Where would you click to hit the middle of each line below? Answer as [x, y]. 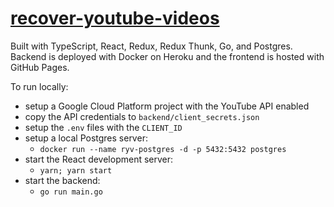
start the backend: [62, 180]
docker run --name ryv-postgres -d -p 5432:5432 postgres [163, 149]
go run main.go [71, 192]
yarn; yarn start [76, 170]
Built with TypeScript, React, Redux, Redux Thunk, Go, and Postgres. [151, 46]
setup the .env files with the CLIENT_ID [103, 127]
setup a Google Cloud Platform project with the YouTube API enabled [167, 106]
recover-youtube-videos [115, 18]
